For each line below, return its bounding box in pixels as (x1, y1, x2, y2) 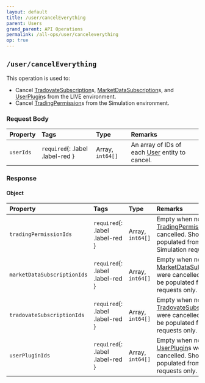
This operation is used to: (6, 74, 70, 82)
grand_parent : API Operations (6, 26, 84, 32)
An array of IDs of (131, 141, 182, 149)
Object (6, 189, 24, 196)
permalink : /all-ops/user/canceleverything (6, 32, 119, 38)
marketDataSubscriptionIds (9, 271, 88, 278)
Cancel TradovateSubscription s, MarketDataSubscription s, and (15, 86, 174, 93)
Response (6, 174, 37, 183)
